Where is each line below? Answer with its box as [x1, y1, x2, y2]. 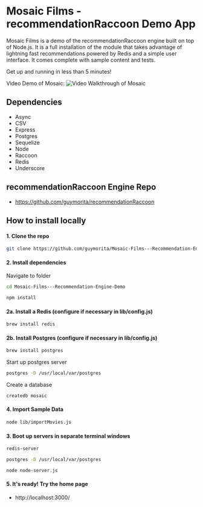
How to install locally [6, 215, 86, 226]
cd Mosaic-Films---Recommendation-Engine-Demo [6, 284, 126, 290]
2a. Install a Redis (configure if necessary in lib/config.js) [6, 308, 153, 315]
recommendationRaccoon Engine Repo [6, 182, 156, 193]
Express [14, 126, 36, 133]
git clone [6, 246, 31, 252]
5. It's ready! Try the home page [6, 480, 89, 488]
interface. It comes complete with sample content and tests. [6, 56, 156, 63]
